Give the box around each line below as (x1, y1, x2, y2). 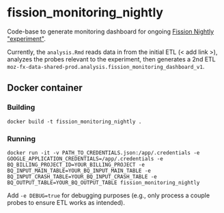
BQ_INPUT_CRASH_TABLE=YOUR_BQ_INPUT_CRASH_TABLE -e (7, 173, 157, 180)
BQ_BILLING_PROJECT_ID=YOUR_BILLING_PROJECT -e (7, 161, 145, 168)
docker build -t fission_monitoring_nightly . (7, 118, 142, 125)
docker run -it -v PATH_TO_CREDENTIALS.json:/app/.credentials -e (7, 149, 200, 156)
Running (7, 134, 36, 143)
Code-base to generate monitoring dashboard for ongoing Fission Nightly (7, 27, 214, 35)
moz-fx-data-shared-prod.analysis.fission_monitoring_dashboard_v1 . (7, 62, 205, 70)
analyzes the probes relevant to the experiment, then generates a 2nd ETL (7, 55, 216, 63)
